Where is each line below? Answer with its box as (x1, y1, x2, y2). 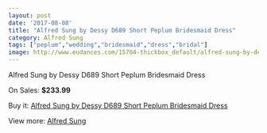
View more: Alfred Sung (8, 116, 87, 125)
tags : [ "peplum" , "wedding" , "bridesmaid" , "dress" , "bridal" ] (8, 41, 208, 49)
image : (8, 48, 30, 56)
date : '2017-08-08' (8, 19, 73, 27)
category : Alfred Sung (8, 33, 83, 42)
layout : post (8, 11, 52, 20)
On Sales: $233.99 (8, 85, 72, 95)
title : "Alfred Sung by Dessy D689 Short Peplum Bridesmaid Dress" (8, 26, 237, 34)
